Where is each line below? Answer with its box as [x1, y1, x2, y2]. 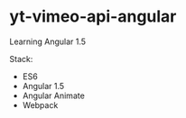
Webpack [22, 99, 59, 110]
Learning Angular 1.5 [9, 36, 87, 47]
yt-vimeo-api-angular [9, 6, 177, 27]
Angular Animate [22, 90, 86, 101]
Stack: [9, 53, 33, 64]
